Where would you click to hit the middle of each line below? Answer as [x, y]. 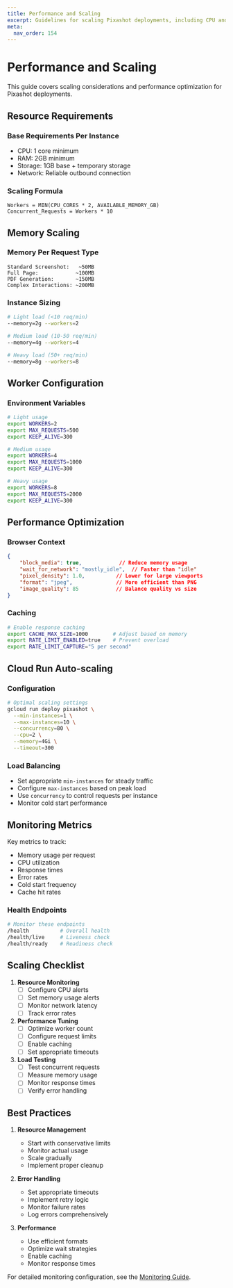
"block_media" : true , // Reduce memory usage [104, 563]
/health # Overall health [59, 931]
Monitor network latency [62, 1005]
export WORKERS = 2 [32, 424]
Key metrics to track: [37, 841]
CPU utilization [38, 862]
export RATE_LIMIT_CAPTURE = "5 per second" [69, 647]
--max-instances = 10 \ [45, 722]
